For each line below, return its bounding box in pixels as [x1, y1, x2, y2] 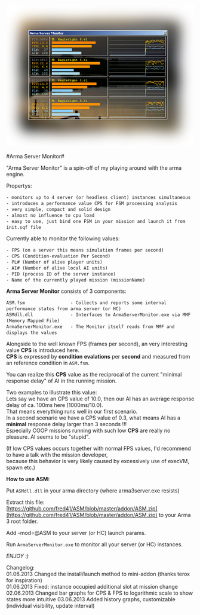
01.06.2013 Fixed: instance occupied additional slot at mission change [6, 583, 178, 590]
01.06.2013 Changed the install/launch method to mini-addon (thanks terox [6, 570, 190, 578]
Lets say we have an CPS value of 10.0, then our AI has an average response [6, 395, 195, 402]
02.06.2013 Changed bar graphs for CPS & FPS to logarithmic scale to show [6, 589, 193, 596]
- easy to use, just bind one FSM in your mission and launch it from [6, 219, 186, 225]
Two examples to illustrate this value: [6, 389, 97, 396]
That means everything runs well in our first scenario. [6, 408, 138, 415]
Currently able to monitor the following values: [6, 235, 120, 242]
